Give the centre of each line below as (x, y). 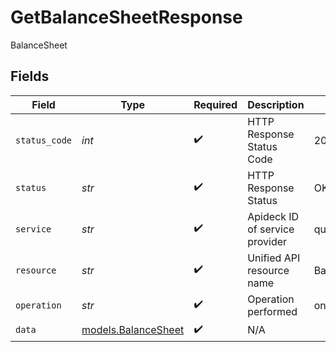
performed (272, 311)
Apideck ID (273, 216)
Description (276, 104)
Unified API (274, 258)
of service (271, 229)
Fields (30, 76)
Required (215, 104)
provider (267, 241)
